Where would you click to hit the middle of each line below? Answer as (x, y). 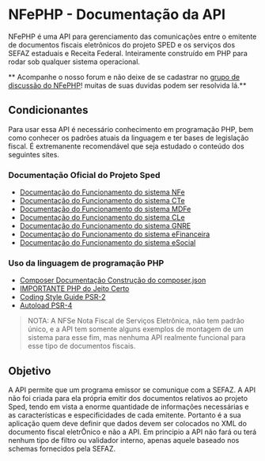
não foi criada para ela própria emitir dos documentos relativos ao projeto (128, 399)
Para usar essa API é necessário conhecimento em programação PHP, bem (131, 129)
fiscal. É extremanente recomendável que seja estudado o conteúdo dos (126, 146)
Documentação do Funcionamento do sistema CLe (102, 217)
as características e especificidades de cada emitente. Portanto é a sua (125, 415)
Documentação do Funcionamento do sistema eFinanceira (115, 234)
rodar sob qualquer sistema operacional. (74, 62)
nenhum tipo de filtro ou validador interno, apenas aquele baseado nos (124, 440)
